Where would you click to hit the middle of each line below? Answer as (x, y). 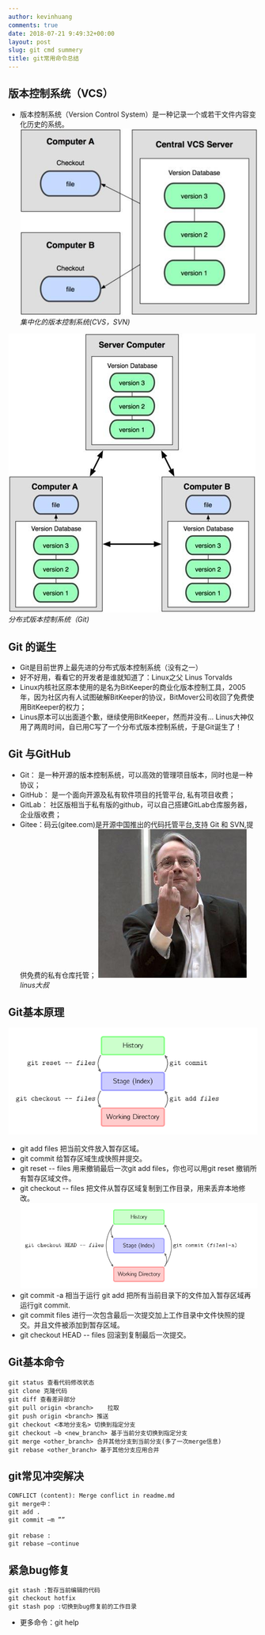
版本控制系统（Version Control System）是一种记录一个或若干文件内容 (134, 114)
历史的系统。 (47, 124)
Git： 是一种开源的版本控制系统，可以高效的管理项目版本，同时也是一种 (136, 775)
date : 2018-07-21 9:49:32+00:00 (61, 33)
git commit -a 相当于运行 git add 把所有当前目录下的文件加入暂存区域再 (135, 1295)
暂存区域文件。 (51, 1178)
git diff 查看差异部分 (42, 1400)
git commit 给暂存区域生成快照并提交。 (83, 1158)
